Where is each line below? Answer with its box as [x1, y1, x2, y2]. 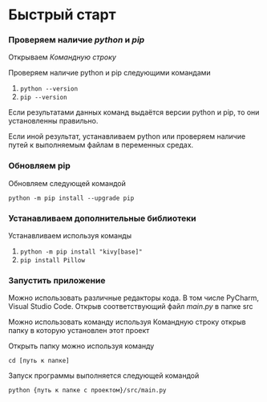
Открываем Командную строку [8, 52, 116, 62]
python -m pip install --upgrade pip [8, 194, 135, 202]
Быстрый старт [8, 6, 116, 24]
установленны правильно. [8, 116, 99, 126]
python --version [19, 85, 79, 93]
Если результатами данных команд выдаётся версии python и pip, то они [8, 108, 260, 117]
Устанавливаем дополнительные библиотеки [8, 213, 196, 224]
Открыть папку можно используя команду [8, 341, 155, 351]
